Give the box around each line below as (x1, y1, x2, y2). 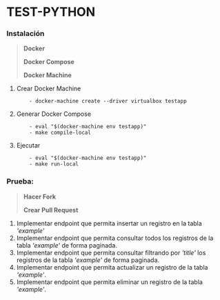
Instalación (6, 29, 45, 39)
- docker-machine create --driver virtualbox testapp (29, 98, 187, 105)
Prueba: (6, 177, 34, 186)
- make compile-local (29, 129, 91, 137)
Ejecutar (16, 141, 41, 150)
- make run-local (29, 161, 79, 168)
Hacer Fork (23, 192, 57, 201)
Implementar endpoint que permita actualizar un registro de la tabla (16, 263, 208, 271)
